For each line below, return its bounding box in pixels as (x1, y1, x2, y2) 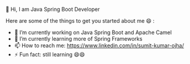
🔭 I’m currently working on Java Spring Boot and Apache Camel (14, 29, 172, 36)
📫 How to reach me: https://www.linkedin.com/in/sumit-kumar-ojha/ (14, 42, 184, 49)
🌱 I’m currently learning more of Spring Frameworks (14, 35, 143, 42)
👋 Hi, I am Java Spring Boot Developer (5, 6, 100, 13)
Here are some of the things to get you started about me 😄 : (5, 17, 155, 24)
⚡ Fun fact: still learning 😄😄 (14, 51, 85, 58)
